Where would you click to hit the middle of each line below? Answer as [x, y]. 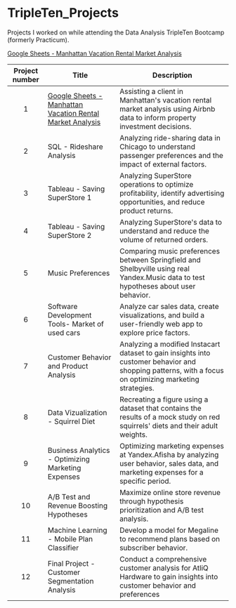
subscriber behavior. [153, 548]
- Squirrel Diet [71, 421]
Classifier [63, 548]
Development [70, 315]
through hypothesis [151, 501]
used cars [64, 333]
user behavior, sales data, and [169, 463]
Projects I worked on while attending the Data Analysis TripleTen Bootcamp [116, 32]
